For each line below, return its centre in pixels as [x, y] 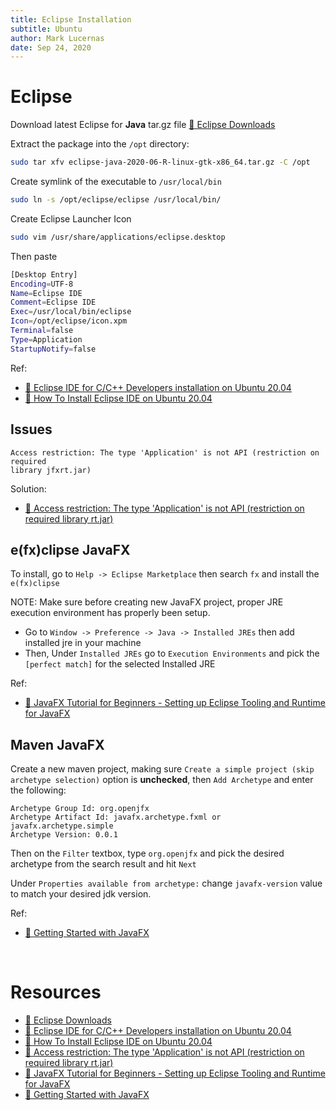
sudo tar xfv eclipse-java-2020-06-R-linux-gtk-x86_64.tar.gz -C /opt [160, 162]
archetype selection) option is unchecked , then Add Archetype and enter [162, 780]
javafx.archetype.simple [62, 826]
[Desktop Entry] [44, 274]
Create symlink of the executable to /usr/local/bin [116, 182]
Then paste [34, 256]
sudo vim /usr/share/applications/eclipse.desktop [118, 237]
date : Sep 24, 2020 [51, 47]
